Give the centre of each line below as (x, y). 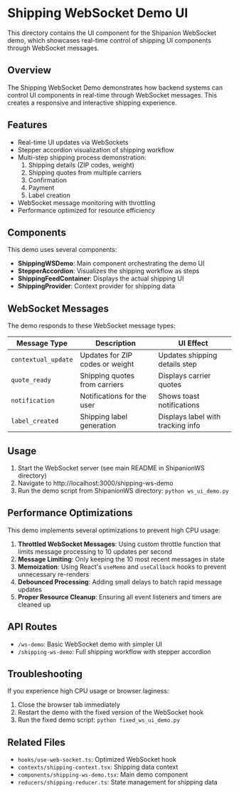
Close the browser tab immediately (69, 705)
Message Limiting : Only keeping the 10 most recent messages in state (121, 559)
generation (98, 426)
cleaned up (34, 604)
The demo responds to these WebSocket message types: (91, 326)
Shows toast (179, 397)
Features (27, 125)
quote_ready (31, 380)
